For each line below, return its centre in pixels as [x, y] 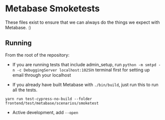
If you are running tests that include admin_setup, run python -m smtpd [84, 64]
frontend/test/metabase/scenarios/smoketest [52, 103]
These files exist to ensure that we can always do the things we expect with [82, 22]
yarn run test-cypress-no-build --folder [49, 99]
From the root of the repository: [37, 55]
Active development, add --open [45, 112]
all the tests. [25, 90]
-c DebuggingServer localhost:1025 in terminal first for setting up [83, 70]
